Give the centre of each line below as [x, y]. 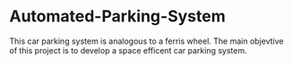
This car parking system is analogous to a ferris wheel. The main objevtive [146, 41]
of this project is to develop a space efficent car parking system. [129, 50]
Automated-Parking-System [117, 16]
